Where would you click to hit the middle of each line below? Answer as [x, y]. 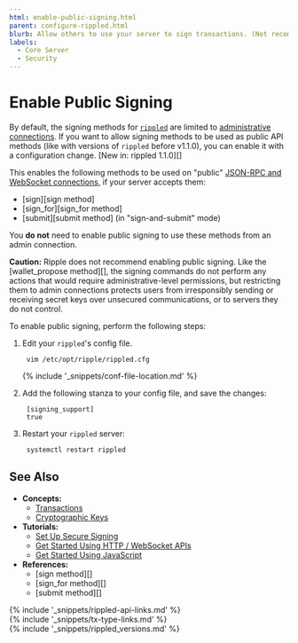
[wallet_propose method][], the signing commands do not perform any [138, 271]
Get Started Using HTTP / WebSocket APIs [114, 545]
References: [45, 564]
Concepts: [42, 498]
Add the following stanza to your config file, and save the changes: [144, 393]
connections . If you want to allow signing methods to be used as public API [146, 136]
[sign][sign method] [58, 199]
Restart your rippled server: [74, 433]
